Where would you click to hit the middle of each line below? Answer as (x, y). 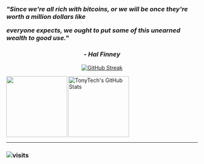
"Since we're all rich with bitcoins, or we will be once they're (97, 9)
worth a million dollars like (46, 16)
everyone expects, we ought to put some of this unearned (93, 30)
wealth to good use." (38, 38)
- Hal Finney (102, 55)
